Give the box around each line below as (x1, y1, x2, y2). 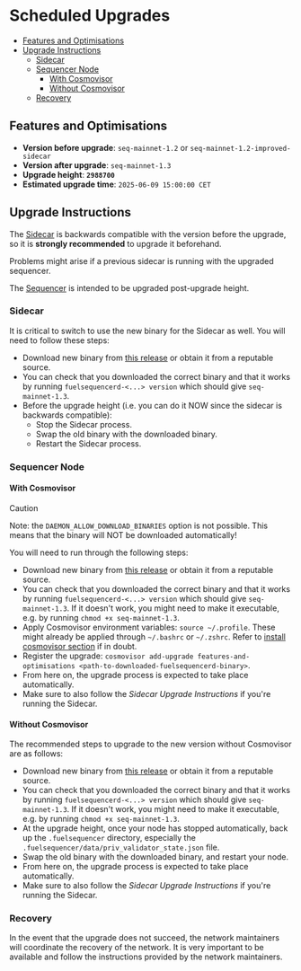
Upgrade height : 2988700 (22, 169, 115, 180)
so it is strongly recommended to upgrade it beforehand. (9, 238, 222, 249)
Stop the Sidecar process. (35, 419, 133, 429)
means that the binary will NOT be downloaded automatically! (9, 529, 237, 540)
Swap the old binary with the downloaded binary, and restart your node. (22, 852, 289, 862)
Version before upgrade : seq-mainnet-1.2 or (22, 142, 189, 153)
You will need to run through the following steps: (9, 547, 189, 558)
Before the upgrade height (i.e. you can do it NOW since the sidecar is (22, 400, 283, 410)
